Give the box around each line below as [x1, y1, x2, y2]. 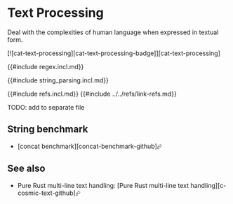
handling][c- [190, 181, 227, 189]
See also [7, 163, 46, 175]
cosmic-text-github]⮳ [17, 189, 81, 197]
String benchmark [7, 124, 88, 136]
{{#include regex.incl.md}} [7, 62, 84, 71]
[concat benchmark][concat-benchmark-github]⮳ [17, 142, 163, 150]
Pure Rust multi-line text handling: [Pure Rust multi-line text [17, 181, 189, 189]
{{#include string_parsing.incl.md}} [7, 75, 109, 85]
